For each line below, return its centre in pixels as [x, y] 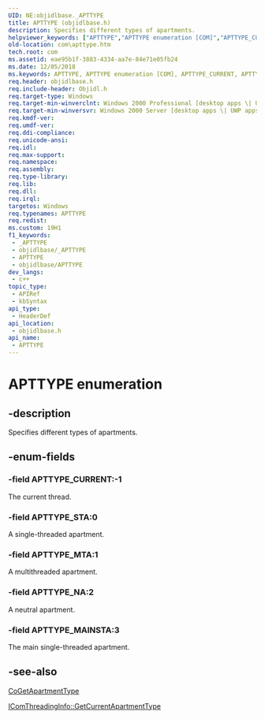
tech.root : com [33, 52]
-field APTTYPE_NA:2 [51, 592]
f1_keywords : [30, 236]
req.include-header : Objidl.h [58, 89]
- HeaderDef [31, 316]
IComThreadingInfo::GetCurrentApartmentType [85, 706]
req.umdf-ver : [32, 125]
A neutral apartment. [42, 609]
